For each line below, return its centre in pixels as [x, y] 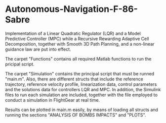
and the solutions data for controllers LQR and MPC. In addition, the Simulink [83, 89]
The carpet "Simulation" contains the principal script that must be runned [80, 73]
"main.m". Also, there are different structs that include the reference [74, 79]
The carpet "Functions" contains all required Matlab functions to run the [78, 59]
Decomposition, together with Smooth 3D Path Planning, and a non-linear [80, 44]
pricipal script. [20, 64]
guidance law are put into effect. [38, 49]
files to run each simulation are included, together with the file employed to [82, 95]
